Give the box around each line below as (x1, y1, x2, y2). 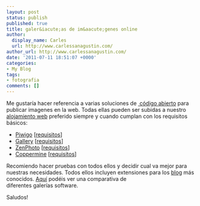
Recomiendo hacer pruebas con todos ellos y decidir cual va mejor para (6, 163, 187, 169)
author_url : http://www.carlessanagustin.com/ (6, 49, 127, 55)
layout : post (6, 9, 40, 15)
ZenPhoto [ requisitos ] (15, 144, 70, 151)
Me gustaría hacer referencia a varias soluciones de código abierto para (6, 100, 189, 107)
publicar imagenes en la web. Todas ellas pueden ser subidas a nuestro (6, 106, 187, 113)
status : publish (6, 15, 48, 21)
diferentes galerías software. (6, 182, 79, 189)
